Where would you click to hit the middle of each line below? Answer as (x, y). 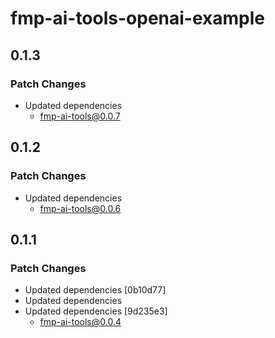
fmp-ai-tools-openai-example (137, 18)
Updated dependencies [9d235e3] (96, 311)
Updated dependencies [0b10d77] (95, 290)
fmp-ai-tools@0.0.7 (80, 116)
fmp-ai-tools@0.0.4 (80, 322)
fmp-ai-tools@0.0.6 (80, 208)
